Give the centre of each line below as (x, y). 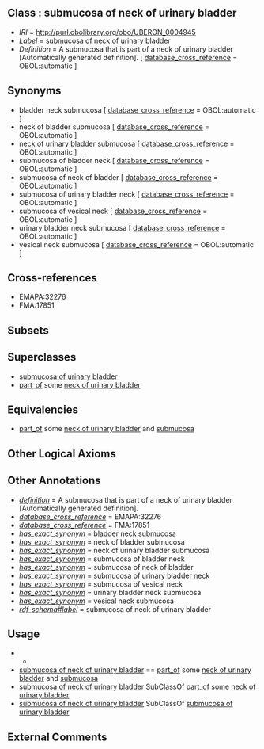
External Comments (57, 737)
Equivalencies (43, 410)
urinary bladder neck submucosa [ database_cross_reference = (122, 227)
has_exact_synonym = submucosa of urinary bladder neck (114, 575)
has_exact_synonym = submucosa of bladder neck (102, 559)
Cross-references (53, 278)
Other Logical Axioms (62, 454)
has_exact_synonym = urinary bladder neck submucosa (110, 592)
